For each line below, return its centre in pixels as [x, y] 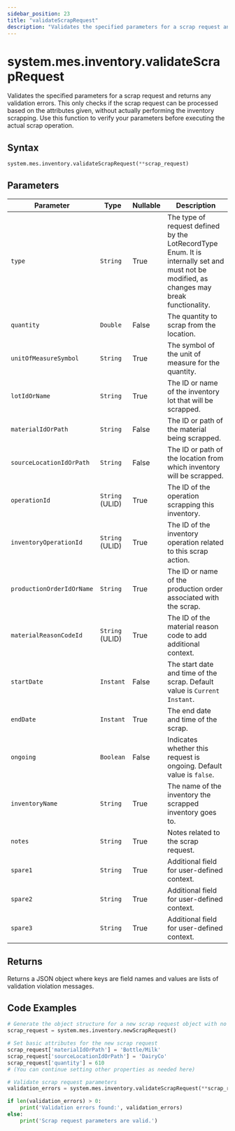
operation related [195, 542]
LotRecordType [193, 243]
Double [111, 325]
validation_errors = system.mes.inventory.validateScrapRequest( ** [108, 1089]
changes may [190, 287]
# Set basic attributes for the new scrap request [83, 1043]
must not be [187, 269]
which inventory [194, 467]
